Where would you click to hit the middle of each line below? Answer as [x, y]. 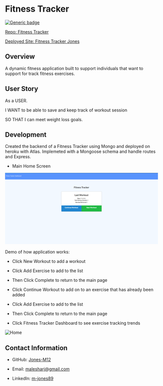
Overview [20, 57]
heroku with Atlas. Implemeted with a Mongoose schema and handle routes [81, 151]
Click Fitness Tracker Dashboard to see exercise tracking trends [76, 323]
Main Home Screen [31, 166]
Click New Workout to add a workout [49, 261]
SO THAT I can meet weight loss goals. [44, 119]
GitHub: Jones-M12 [31, 359]
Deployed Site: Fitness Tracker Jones [42, 41]
